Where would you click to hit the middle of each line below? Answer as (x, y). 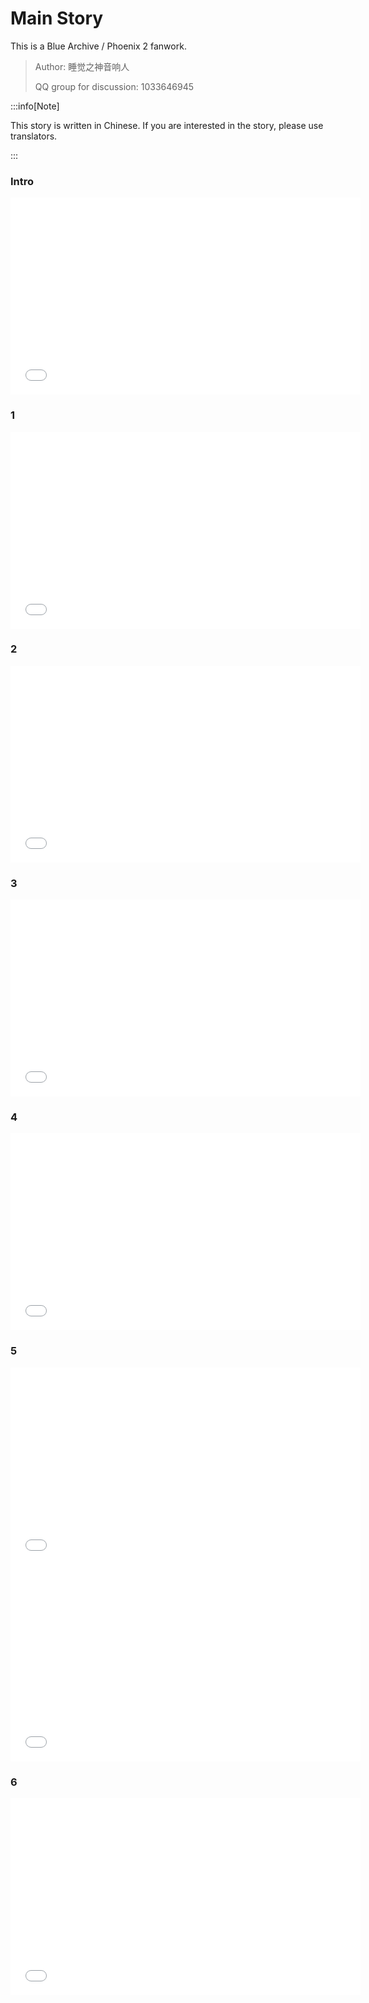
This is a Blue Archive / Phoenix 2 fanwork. (98, 46)
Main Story (57, 18)
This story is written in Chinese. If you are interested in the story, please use (167, 125)
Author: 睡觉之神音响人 (82, 66)
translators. (34, 136)
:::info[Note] (35, 106)
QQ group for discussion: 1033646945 (114, 86)
